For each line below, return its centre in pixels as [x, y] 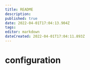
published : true [21, 18]
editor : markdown [22, 32]
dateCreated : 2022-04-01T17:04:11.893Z [45, 37]
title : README [19, 9]
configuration [33, 60]
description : [18, 14]
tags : [10, 28]
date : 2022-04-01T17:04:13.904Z [37, 23]
